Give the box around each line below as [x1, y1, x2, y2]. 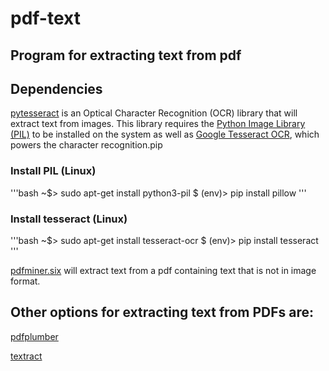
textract [10, 350, 43, 362]
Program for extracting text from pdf [10, 47, 242, 64]
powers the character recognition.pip [10, 139, 163, 151]
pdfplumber [10, 330, 59, 342]
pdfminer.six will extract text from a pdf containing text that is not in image [10, 264, 317, 276]
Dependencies [10, 80, 103, 97]
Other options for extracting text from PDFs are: [10, 304, 315, 321]
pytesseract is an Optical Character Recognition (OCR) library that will [10, 107, 298, 119]
